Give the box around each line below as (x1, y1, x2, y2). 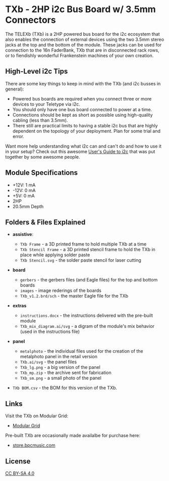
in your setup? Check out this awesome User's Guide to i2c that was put (5, 148, 155, 155)
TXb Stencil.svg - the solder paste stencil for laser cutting (20, 257, 141, 263)
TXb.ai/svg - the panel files (20, 359, 77, 365)
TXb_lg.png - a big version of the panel (20, 364, 101, 370)
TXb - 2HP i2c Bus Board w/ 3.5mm (5, 4, 156, 15)
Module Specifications (5, 168, 78, 177)
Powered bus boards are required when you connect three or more (12, 95, 152, 102)
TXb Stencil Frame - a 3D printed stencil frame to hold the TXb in (20, 247, 155, 253)
